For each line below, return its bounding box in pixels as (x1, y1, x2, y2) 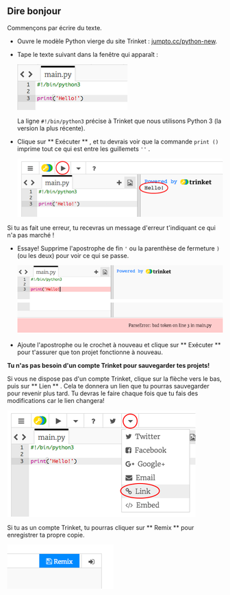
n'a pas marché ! (7, 231, 55, 240)
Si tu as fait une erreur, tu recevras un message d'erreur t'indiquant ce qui (7, 224, 216, 232)
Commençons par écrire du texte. (7, 23, 103, 32)
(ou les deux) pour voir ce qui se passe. (16, 252, 129, 260)
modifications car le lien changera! (7, 397, 105, 405)
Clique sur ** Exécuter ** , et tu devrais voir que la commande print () (16, 137, 219, 145)
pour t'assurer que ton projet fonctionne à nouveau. (16, 348, 163, 356)
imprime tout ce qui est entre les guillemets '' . (16, 144, 151, 153)
